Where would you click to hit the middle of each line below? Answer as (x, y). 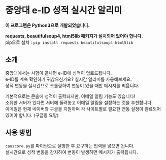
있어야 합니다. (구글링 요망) (32, 115)
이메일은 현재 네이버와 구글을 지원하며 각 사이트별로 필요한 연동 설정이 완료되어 (83, 109)
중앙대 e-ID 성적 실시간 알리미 (64, 10)
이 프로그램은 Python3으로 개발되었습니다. (47, 25)
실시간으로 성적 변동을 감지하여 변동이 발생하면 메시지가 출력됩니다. (72, 152)
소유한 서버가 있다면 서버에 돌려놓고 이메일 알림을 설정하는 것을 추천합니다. (79, 102)
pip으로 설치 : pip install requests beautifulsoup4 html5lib (69, 42)
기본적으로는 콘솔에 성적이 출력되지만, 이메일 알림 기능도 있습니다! (70, 96)
